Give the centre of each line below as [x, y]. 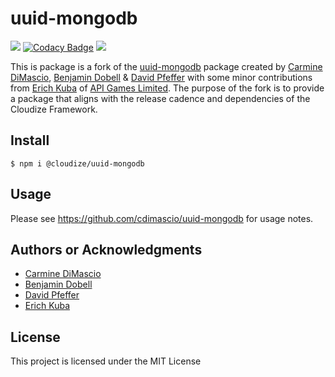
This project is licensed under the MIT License [106, 361]
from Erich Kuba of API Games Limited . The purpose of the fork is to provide [167, 88]
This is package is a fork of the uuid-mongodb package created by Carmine [166, 66]
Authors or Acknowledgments [106, 249]
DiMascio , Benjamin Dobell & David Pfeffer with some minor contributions [161, 77]
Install [30, 140]
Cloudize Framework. [54, 109]
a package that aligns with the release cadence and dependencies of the [160, 98]
